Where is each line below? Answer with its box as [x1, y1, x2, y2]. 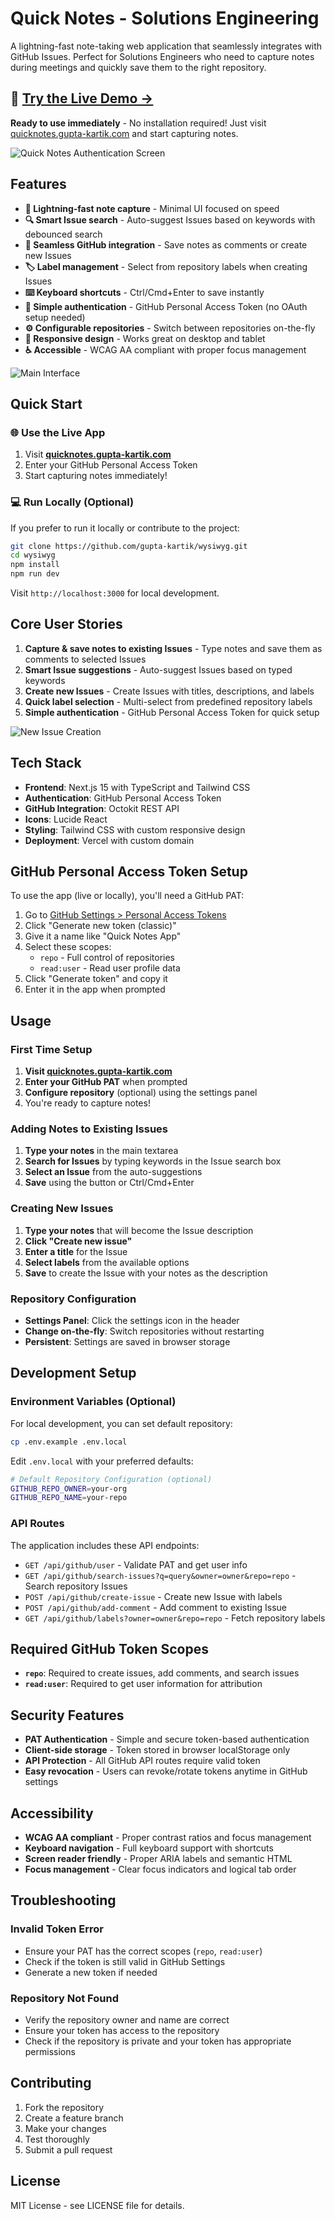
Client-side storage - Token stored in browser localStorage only [24, 1744, 291, 1756]
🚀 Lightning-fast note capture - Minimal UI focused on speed [24, 202, 280, 214]
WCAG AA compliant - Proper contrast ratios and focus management [24, 1831, 312, 1843]
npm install [10, 560, 60, 570]
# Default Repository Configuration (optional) [10, 1474, 213, 1484]
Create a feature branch [24, 2112, 124, 2124]
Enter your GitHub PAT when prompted [24, 1076, 188, 1088]
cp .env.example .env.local [10, 1437, 128, 1447]
